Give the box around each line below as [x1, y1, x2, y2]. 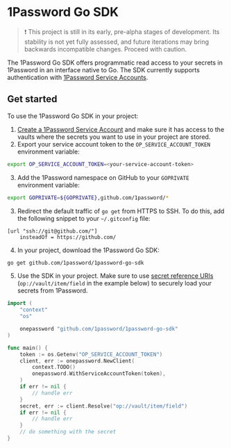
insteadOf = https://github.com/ [19, 233, 117, 240]
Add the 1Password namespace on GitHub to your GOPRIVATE [17, 173, 189, 181]
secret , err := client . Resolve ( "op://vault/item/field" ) [19, 402, 188, 410]
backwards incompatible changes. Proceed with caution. [24, 44, 187, 53]
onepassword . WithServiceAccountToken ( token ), [32, 370, 166, 377]
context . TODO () [32, 364, 76, 371]
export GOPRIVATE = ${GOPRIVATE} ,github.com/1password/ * [7, 194, 169, 201]
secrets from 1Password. [17, 286, 88, 295]
